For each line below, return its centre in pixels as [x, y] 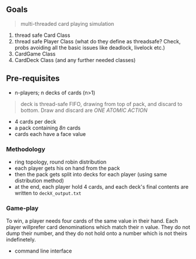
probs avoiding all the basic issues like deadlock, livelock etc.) [90, 47]
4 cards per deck [36, 121]
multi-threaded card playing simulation [67, 23]
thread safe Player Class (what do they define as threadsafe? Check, [97, 41]
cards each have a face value [50, 134]
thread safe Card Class [42, 35]
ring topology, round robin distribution [60, 162]
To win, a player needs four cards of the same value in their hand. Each [92, 221]
